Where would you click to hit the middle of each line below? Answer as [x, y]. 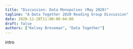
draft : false [18, 24]
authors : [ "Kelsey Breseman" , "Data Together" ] [55, 28]
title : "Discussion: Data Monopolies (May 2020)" [57, 10]
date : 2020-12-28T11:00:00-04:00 [39, 19]
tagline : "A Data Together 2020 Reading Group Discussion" [67, 14]
